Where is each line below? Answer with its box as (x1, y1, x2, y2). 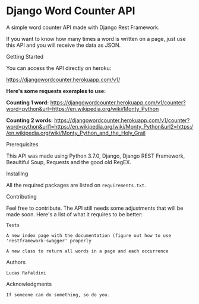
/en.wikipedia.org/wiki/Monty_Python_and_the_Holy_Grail (6, 129, 146, 136)
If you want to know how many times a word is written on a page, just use (6, 35, 186, 42)
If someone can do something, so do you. (6, 292, 110, 297)
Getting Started (6, 53, 44, 60)
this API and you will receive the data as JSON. (6, 41, 121, 49)
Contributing (6, 193, 37, 200)
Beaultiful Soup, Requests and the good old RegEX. (6, 158, 132, 165)
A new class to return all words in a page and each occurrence (6, 248, 169, 254)
